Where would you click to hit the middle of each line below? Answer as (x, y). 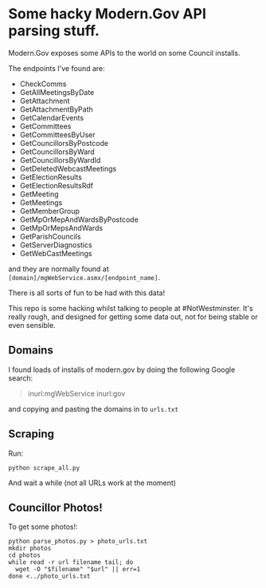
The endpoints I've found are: (57, 68)
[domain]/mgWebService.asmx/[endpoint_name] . (84, 277)
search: (21, 378)
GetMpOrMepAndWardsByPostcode (79, 219)
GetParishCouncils (50, 236)
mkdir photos (30, 549)
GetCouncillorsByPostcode (64, 143)
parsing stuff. (54, 31)
